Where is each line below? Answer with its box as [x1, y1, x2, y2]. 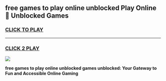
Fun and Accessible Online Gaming [5, 70, 79, 76]
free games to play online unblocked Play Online [5, 4, 157, 12]
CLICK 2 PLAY [5, 45, 40, 52]
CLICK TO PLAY [5, 27, 43, 33]
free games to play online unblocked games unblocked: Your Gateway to [5, 65, 157, 71]
